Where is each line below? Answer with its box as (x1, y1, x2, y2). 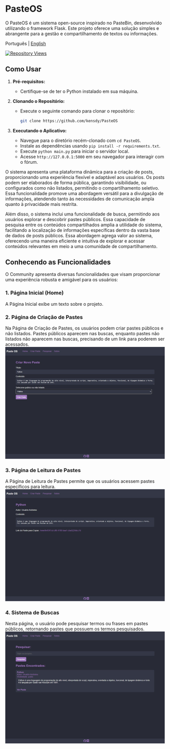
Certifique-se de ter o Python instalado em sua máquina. (20, 88, 139, 94)
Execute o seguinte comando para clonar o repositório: (20, 108, 135, 114)
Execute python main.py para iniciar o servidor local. (20, 148, 130, 154)
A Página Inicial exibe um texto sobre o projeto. (5, 301, 104, 307)
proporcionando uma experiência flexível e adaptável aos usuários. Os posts (5, 174, 165, 180)
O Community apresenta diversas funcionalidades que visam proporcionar (5, 271, 160, 277)
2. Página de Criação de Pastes (5, 313, 83, 320)
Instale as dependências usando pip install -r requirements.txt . (20, 142, 161, 149)
